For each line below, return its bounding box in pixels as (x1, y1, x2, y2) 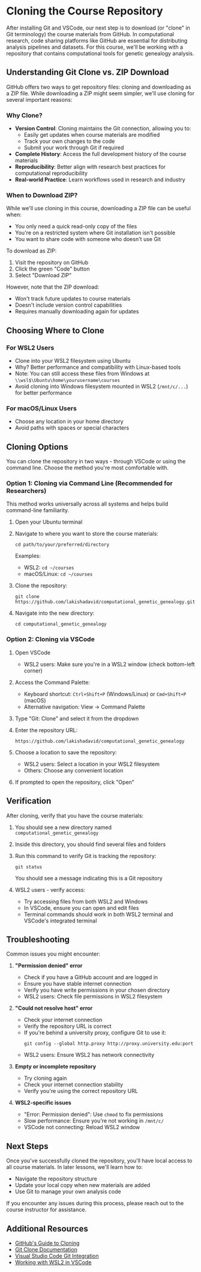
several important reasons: (6, 96, 73, 103)
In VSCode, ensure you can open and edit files (23, 904, 139, 911)
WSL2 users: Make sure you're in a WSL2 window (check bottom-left (23, 660, 195, 668)
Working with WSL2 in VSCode (14, 1258, 92, 1266)
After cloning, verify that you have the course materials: (6, 812, 144, 819)
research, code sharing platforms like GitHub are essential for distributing (6, 37, 188, 44)
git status (14, 863, 43, 870)
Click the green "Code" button (14, 265, 90, 272)
